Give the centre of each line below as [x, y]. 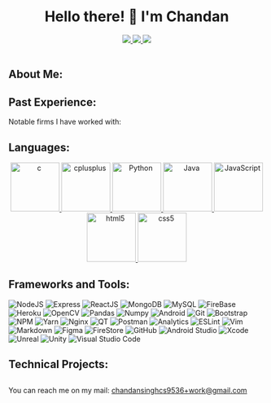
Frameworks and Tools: [69, 285]
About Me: [36, 74]
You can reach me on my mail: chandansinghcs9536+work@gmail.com [128, 390]
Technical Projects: [58, 364]
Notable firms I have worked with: [65, 122]
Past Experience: [52, 102]
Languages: [39, 147]
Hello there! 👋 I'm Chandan [137, 17]
